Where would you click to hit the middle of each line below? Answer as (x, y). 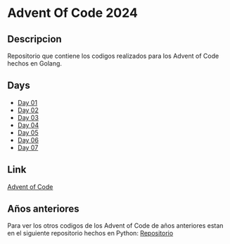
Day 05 (28, 133)
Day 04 (28, 125)
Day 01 (27, 102)
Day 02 (28, 110)
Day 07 (28, 147)
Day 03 (28, 117)
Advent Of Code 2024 (73, 13)
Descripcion (34, 39)
